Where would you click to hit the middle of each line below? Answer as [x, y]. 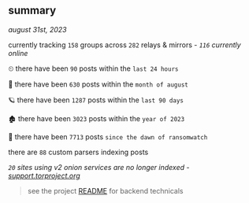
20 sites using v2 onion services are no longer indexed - [99, 167]
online [18, 53]
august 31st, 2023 [37, 29]
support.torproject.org [44, 175]
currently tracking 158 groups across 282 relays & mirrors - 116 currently [125, 45]
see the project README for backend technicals [105, 190]
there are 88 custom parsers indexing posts [78, 152]
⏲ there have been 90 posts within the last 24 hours [93, 68]
